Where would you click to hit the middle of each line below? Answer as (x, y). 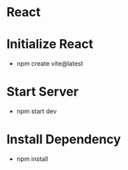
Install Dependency (64, 140)
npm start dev (37, 111)
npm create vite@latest (50, 64)
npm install (32, 159)
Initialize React (50, 44)
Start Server (43, 92)
